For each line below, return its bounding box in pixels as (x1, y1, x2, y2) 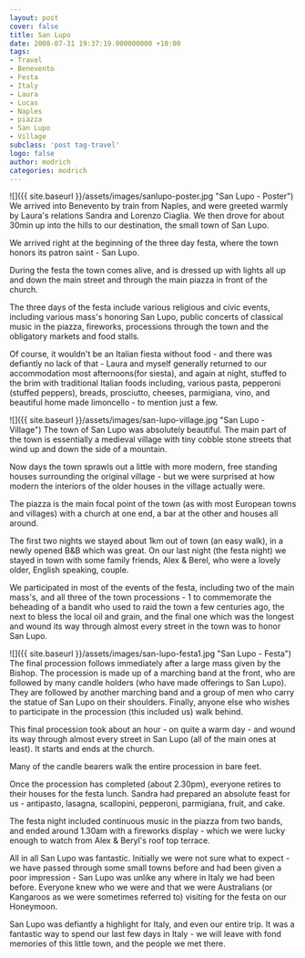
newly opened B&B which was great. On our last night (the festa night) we (9, 545, 287, 556)
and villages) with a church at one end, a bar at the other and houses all (9, 508, 279, 520)
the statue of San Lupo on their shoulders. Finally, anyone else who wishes (9, 696, 290, 707)
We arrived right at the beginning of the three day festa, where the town (9, 238, 280, 249)
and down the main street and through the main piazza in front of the (9, 274, 268, 285)
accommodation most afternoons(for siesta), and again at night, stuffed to (9, 368, 287, 379)
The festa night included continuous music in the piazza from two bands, (9, 816, 283, 827)
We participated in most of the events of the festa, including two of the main (9, 582, 295, 593)
